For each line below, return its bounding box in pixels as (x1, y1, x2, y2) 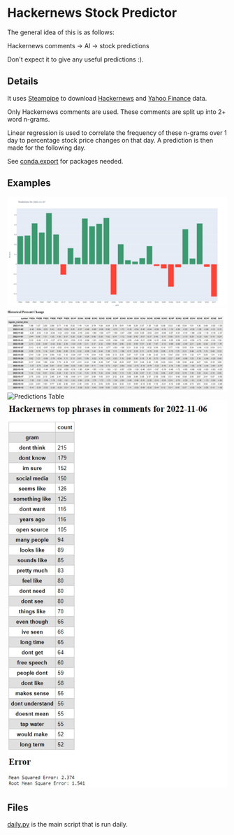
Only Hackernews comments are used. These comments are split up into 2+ (7, 107, 226, 116)
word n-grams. (7, 115, 50, 123)
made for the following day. (7, 143, 86, 152)
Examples (7, 177, 51, 190)
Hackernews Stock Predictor (7, 5, 177, 21)
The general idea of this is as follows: (7, 28, 115, 36)
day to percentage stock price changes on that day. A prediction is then (7, 136, 214, 144)
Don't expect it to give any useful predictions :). (7, 55, 144, 64)
